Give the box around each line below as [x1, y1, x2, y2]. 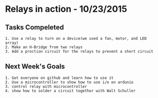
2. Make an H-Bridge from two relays [5, 45, 83, 50]
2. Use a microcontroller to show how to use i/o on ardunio [5, 80, 134, 85]
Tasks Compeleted [5, 23, 64, 32]
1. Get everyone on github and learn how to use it [5, 75, 114, 80]
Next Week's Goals [5, 63, 65, 71]
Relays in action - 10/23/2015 [5, 3, 127, 15]
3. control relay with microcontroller [5, 84, 87, 89]
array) [5, 40, 19, 45]
